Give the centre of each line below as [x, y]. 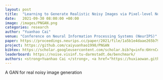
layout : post [18, 9]
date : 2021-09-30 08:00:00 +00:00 [42, 18]
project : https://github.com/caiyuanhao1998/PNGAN [57, 45]
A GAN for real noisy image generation [44, 72]
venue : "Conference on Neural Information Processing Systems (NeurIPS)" [81, 37]
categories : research [27, 27]
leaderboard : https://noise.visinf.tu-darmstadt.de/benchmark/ [70, 54]
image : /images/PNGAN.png [31, 23]
